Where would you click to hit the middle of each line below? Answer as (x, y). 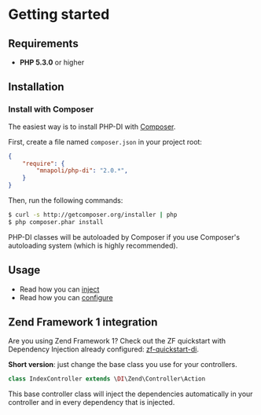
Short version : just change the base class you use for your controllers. (123, 365)
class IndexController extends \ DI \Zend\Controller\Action (107, 379)
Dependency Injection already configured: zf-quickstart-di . (103, 349)
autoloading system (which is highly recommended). (93, 245)
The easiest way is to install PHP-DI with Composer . (92, 127)
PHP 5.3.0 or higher (52, 62)
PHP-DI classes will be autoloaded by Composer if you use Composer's (124, 237)
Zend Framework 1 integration (83, 323)
